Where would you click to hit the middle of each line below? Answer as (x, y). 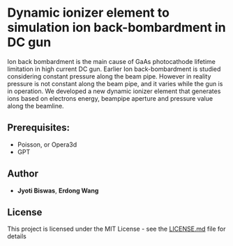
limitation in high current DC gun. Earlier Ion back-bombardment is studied (114, 69)
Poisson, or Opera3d (47, 145)
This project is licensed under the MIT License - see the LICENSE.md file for (116, 229)
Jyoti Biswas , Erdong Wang (58, 190)
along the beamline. (36, 106)
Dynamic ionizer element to (88, 13)
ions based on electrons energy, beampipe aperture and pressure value (110, 98)
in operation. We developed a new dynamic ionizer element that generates (114, 91)
